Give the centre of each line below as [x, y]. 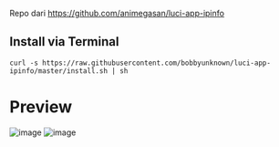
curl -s [24, 63]
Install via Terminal [64, 42]
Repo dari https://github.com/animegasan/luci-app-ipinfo [117, 13]
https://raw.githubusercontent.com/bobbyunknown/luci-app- [157, 63]
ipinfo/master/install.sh [58, 71]
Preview [41, 107]
